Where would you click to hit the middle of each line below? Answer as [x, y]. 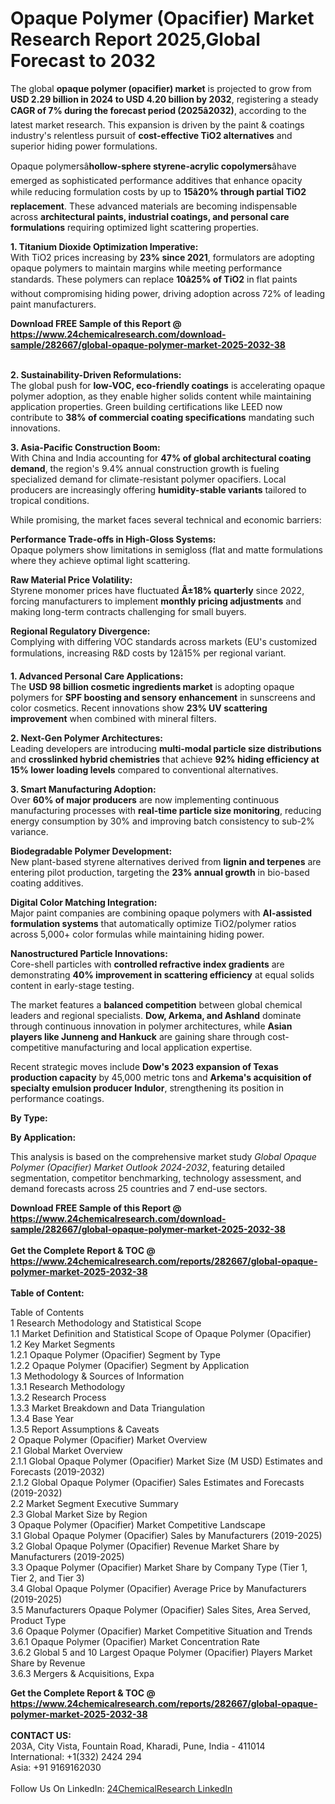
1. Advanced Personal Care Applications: [97, 676]
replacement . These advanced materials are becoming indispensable [154, 206]
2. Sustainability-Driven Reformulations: [96, 374]
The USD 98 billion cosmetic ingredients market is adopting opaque [152, 686]
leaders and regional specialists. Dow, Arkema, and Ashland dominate [156, 1015]
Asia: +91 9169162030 [56, 1767]
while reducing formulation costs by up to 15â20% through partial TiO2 [158, 191]
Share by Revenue [48, 1663]
